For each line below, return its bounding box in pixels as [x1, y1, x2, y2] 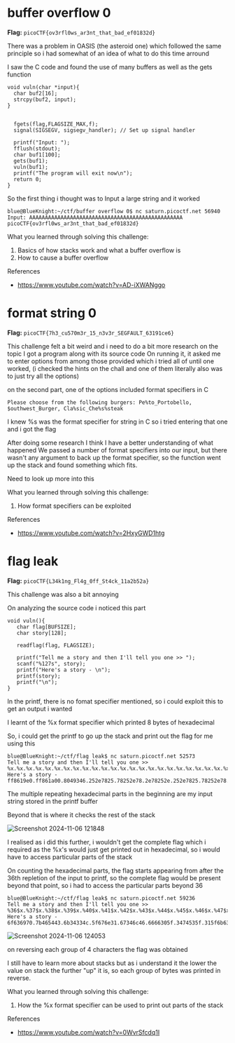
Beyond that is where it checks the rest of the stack [7, 810, 156, 819]
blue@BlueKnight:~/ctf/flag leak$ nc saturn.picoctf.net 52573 [7, 753, 196, 760]
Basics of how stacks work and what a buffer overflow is [17, 245, 181, 254]
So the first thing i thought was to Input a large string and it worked [7, 194, 201, 203]
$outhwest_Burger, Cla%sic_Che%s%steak [7, 405, 124, 412]
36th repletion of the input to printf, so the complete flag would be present [7, 873, 222, 882]
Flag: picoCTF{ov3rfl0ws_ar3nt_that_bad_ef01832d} [7, 28, 156, 36]
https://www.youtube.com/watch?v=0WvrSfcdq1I [17, 1028, 160, 1036]
